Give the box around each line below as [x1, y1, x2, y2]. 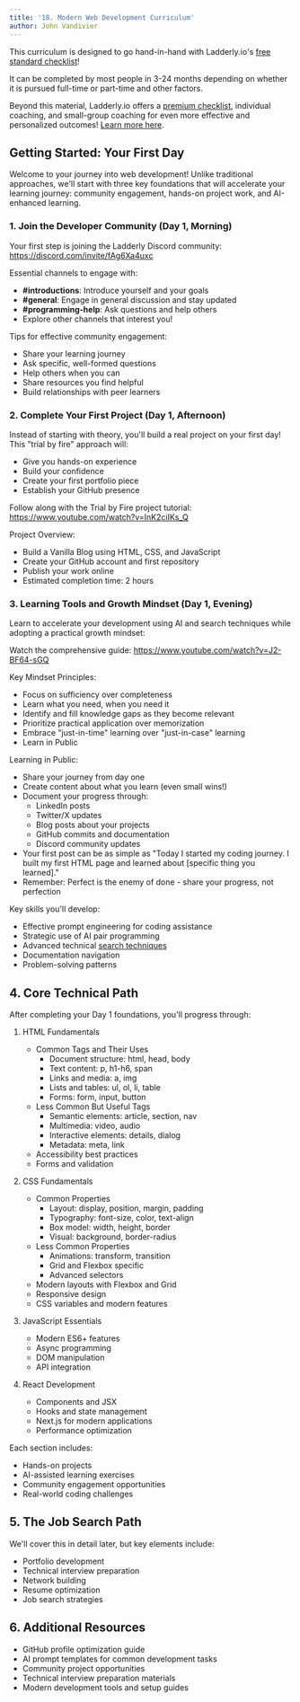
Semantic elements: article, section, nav [49, 1111, 198, 1122]
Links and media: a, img [49, 1072, 137, 1083]
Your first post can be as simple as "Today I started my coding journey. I [22, 848, 289, 859]
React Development [22, 1380, 96, 1390]
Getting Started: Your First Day [9, 145, 185, 160]
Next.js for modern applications [35, 1415, 153, 1426]
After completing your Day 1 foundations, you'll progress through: [9, 1010, 251, 1020]
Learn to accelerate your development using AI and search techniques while [9, 618, 292, 629]
